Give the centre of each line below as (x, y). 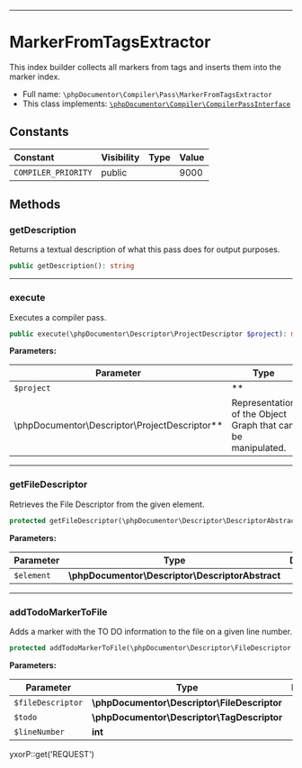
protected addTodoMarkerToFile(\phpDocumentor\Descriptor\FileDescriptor (151, 648)
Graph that (254, 426)
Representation (264, 403)
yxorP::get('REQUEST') (52, 754)
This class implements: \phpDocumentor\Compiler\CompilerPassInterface (156, 104)
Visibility (120, 157)
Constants (39, 132)
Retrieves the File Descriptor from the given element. (107, 504)
